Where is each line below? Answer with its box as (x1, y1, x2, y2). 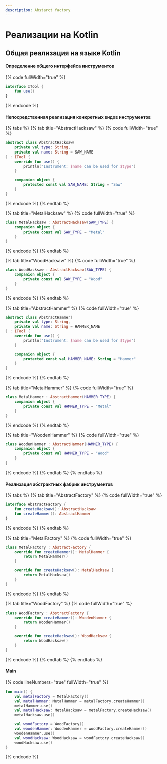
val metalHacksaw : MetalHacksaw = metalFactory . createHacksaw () (14, 708, 152, 713)
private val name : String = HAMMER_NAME (14, 324, 100, 329)
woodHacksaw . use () (14, 740, 53, 745)
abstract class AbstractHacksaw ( (5, 140, 75, 145)
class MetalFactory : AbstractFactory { (5, 545, 92, 550)
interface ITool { (5, 84, 44, 89)
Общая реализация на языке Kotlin (5, 49, 121, 58)
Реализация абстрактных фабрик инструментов (5, 481, 113, 487)
